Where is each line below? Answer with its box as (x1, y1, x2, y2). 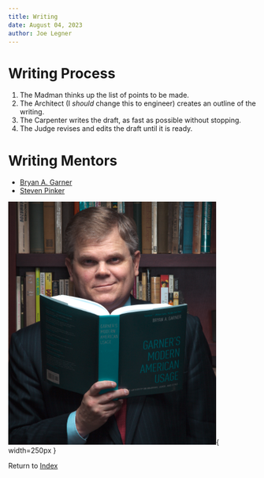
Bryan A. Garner (19, 177, 73, 187)
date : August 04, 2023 (8, 21, 83, 29)
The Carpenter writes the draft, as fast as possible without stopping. (19, 115, 242, 125)
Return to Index (8, 461, 58, 471)
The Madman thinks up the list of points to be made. (19, 91, 189, 100)
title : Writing (8, 13, 58, 21)
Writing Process (8, 64, 116, 82)
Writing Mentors (8, 151, 118, 170)
